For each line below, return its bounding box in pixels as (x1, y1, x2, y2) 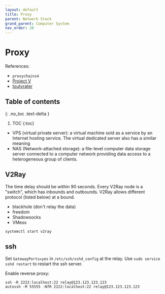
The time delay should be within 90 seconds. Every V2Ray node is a (5, 183, 143, 189)
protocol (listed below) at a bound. (5, 194, 75, 200)
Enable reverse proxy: (5, 270, 50, 276)
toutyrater (12, 84, 33, 89)
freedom (12, 209, 30, 215)
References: (5, 63, 30, 69)
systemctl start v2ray (5, 229, 52, 234)
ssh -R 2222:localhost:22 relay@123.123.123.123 (5, 280, 107, 285)
